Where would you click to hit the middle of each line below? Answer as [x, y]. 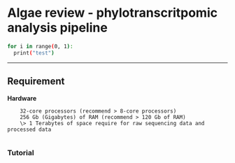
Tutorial [21, 153]
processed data [29, 129]
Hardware [22, 98]
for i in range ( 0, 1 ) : [40, 46]
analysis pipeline [58, 28]
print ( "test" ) [34, 53]
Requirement [36, 81]
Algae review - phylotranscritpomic [113, 13]
